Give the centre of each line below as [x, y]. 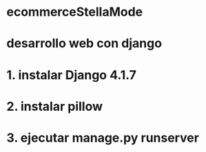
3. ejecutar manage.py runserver [103, 138]
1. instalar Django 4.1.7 [72, 75]
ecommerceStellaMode [74, 12]
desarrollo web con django [84, 44]
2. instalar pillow [54, 106]
